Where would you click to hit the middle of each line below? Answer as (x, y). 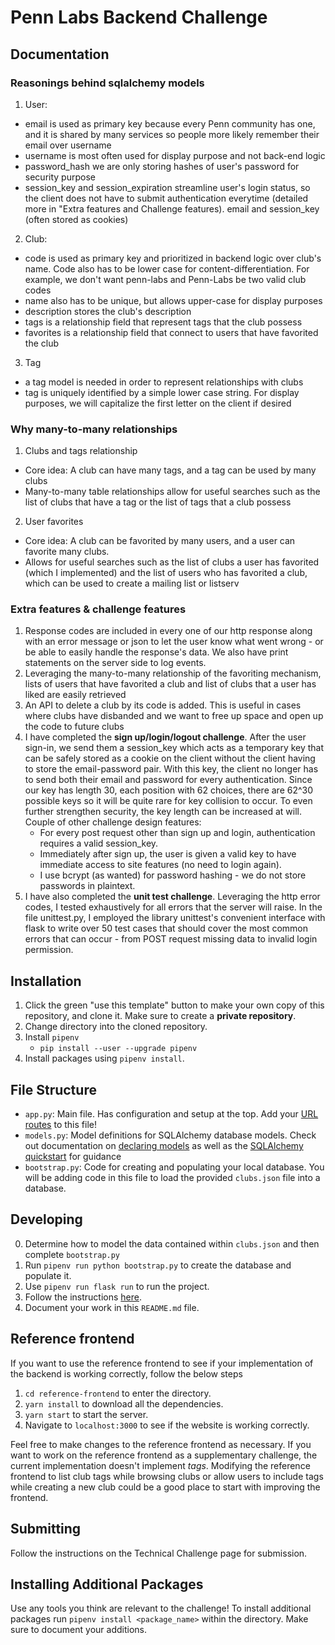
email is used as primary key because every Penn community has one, (170, 123)
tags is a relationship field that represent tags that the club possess (163, 322)
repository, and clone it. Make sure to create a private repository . (160, 1016)
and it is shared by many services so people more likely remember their (172, 134)
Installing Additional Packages (107, 1584)
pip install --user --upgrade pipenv (118, 1049)
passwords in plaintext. (87, 886)
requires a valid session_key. (99, 843)
